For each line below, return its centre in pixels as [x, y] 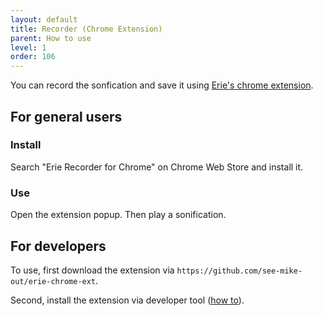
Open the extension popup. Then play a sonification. [118, 215]
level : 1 [28, 47]
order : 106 [33, 57]
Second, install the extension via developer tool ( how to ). [127, 300]
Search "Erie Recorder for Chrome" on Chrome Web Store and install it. [157, 167]
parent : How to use [51, 38]
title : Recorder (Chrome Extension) [86, 29]
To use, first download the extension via [92, 270]
